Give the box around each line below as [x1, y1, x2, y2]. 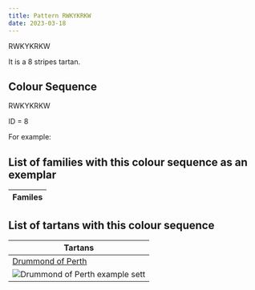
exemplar [8, 167, 57, 181]
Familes [12, 191, 43, 203]
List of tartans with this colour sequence [8, 218, 215, 232]
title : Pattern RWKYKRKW [8, 11, 91, 20]
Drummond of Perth [12, 256, 87, 267]
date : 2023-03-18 [8, 19, 67, 27]
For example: [8, 132, 52, 142]
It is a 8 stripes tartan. [8, 57, 81, 66]
